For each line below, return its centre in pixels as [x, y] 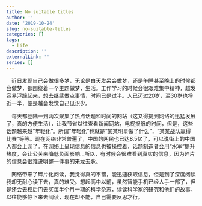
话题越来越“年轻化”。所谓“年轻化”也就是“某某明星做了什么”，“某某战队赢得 [99, 131]
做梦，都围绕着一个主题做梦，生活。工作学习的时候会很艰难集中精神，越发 [103, 88]
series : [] [20, 62]
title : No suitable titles [40, 12]
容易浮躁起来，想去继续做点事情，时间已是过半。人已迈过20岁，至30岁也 [97, 95]
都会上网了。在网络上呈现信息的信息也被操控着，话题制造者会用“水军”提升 [103, 146]
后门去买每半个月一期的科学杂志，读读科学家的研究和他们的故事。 [114, 189]
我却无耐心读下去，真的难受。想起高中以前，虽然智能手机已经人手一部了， [98, 181]
